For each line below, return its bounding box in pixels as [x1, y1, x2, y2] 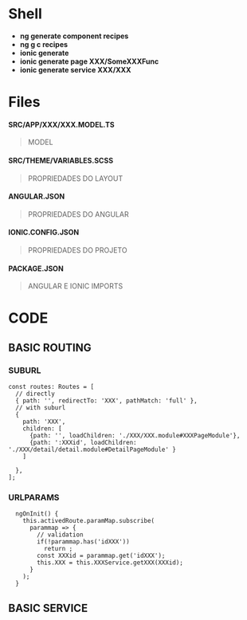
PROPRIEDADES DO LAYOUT [27, 173, 123, 183]
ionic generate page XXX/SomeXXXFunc [19, 57, 159, 66]
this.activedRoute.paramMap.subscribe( [22, 517, 155, 525]
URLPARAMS [8, 492, 60, 503]
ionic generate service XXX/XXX [19, 65, 131, 74]
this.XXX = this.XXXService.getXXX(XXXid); [37, 559, 183, 567]
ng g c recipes [19, 39, 69, 49]
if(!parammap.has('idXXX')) [37, 538, 130, 546]
